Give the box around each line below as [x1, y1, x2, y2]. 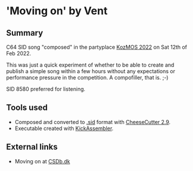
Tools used [6, 103, 48, 113]
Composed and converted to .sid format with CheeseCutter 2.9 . [14, 118, 171, 125]
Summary [6, 28, 43, 38]
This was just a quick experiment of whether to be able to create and [6, 61, 175, 68]
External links [6, 142, 58, 152]
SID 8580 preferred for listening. [6, 85, 86, 93]
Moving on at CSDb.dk [14, 157, 70, 164]
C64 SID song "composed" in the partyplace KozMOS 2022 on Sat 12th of [6, 43, 188, 50]
